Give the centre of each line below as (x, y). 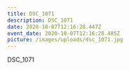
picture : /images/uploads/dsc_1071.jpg (65, 40)
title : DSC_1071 (31, 14)
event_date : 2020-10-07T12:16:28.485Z (64, 33)
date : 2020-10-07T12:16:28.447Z (54, 27)
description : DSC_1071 (40, 20)
